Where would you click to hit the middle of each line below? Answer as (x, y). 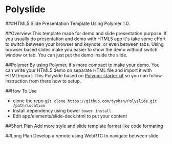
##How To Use (21, 91)
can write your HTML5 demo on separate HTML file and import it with (79, 70)
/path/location (29, 105)
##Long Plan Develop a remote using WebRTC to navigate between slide (82, 135)
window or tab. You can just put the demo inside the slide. (67, 55)
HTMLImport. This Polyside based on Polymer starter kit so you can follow (84, 75)
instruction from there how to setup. (43, 81)
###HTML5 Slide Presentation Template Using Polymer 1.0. (68, 23)
